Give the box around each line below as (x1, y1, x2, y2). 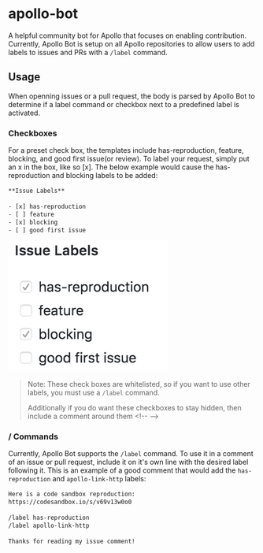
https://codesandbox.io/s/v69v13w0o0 (8, 498, 132, 507)
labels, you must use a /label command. (27, 388, 160, 398)
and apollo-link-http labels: (52, 474, 146, 484)
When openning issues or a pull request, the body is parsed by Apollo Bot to (8, 91, 256, 101)
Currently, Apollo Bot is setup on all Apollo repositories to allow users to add (8, 39, 255, 48)
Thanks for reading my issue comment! (8, 537, 135, 546)
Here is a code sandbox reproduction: (8, 490, 135, 499)
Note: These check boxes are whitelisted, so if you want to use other (27, 380, 250, 389)
